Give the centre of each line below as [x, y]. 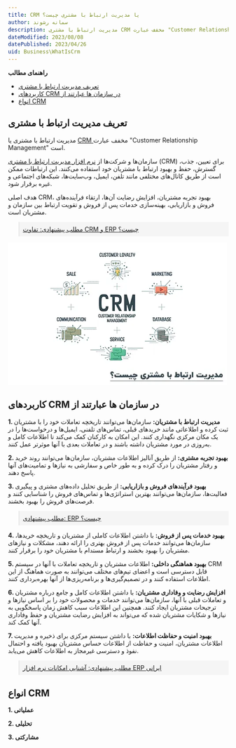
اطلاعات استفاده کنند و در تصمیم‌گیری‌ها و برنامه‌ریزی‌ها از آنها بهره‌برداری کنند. [109, 578]
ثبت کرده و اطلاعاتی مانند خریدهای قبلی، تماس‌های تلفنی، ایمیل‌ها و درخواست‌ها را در [118, 429]
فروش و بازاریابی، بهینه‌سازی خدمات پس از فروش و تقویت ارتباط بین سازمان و [111, 204]
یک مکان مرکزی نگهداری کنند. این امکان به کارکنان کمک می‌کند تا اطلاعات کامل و [113, 436]
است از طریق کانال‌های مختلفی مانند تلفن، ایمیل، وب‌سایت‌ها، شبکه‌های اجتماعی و [114, 176]
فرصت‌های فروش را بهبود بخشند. [51, 501]
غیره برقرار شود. [30, 183]
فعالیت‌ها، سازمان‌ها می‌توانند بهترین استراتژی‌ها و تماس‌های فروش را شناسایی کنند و [118, 493]
